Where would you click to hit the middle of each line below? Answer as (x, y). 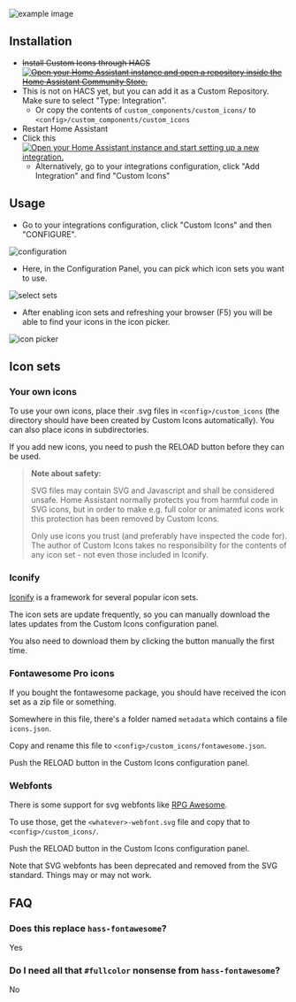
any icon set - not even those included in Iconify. (120, 555)
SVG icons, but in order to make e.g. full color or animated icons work (157, 510)
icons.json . (30, 728)
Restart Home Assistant (65, 128)
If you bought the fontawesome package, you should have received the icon (148, 692)
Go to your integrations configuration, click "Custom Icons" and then (147, 225)
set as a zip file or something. (63, 701)
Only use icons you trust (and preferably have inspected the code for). (159, 536)
